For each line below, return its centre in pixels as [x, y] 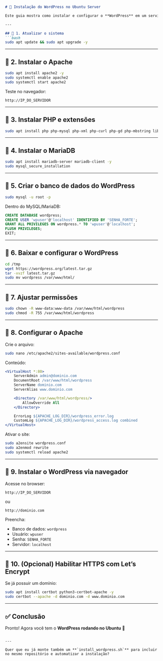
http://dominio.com [25, 510]
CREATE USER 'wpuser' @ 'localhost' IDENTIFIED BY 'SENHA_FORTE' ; [71, 220]
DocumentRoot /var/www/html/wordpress [53, 380]
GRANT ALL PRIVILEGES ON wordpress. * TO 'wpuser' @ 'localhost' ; [70, 224]
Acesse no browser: [25, 483]
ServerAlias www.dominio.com [43, 390]
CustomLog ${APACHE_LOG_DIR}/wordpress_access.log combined [76, 421]
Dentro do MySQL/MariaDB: [33, 206]
